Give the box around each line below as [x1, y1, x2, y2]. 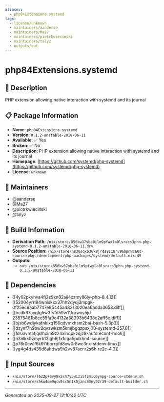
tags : [5, 16, 16, 21]
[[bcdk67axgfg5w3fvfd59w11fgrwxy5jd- [12, 309, 93, 315]
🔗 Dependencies [5, 281, 56, 289]
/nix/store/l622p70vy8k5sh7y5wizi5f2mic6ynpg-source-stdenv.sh [12, 374, 144, 379]
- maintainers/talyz [9, 39, 51, 44]
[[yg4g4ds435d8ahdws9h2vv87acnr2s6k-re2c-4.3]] [12, 346, 119, 352]
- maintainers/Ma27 [9, 30, 49, 35]
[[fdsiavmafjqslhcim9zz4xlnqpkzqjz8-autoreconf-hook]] [12, 330, 126, 336]
